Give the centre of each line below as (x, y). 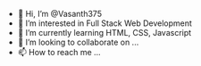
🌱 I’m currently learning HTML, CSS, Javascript (105, 33)
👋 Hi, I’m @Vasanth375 (60, 14)
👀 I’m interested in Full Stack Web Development (105, 23)
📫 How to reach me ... (59, 52)
